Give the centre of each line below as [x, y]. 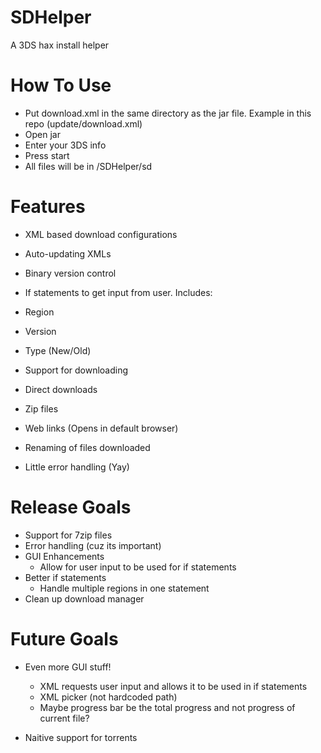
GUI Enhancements [64, 556]
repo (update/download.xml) [83, 123]
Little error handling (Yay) [77, 467]
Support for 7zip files [68, 535]
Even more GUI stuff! [68, 667]
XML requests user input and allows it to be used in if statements [173, 686]
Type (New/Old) [58, 350]
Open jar [42, 134]
